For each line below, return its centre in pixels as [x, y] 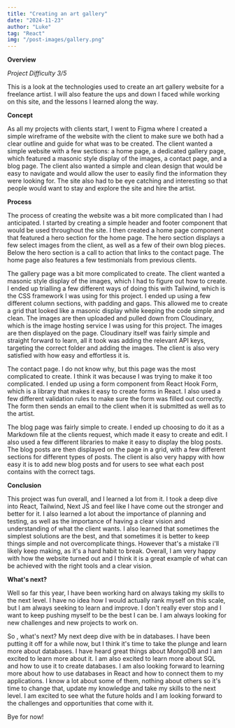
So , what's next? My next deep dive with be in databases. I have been [109, 636]
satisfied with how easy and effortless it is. [69, 356]
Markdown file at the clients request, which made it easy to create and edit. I [117, 435]
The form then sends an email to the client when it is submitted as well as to [116, 406]
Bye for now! [26, 717]
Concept [20, 115]
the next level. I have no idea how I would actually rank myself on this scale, [116, 601]
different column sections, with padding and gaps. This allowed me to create [117, 303]
